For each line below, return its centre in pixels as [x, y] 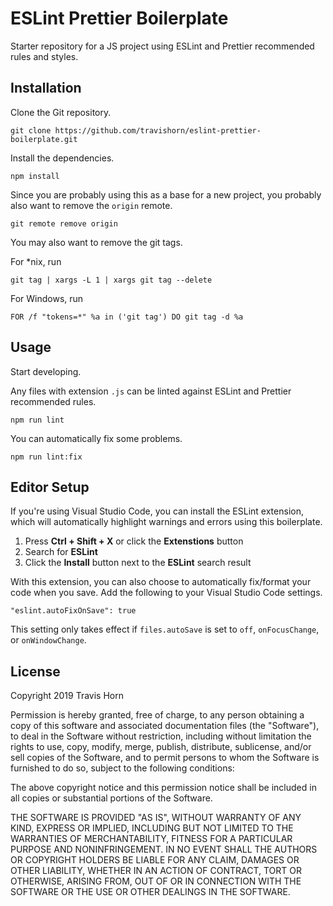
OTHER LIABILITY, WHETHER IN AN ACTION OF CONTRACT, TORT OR [156, 871]
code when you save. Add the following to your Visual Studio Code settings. [166, 593]
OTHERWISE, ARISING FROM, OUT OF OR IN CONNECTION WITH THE [156, 881]
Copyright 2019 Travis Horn [67, 696]
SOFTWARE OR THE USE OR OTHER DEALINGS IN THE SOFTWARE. [150, 892]
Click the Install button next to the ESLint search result [138, 563]
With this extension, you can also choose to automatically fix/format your [161, 582]
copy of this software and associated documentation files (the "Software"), [165, 726]
